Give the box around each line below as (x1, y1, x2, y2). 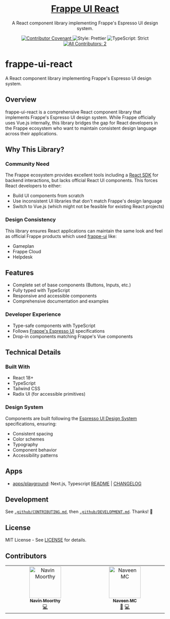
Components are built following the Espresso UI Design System (5, 415, 138, 421)
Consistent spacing (12, 430, 53, 436)
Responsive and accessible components (12, 293, 97, 299)
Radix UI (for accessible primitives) (12, 391, 86, 397)
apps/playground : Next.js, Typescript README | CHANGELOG (12, 480, 142, 486)
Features (5, 269, 34, 277)
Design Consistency (5, 216, 56, 223)
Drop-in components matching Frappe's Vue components (12, 333, 133, 339)
